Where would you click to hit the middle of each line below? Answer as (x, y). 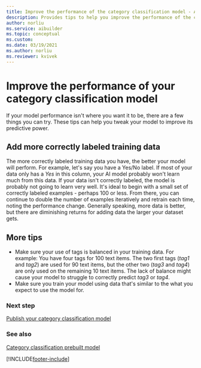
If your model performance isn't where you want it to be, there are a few (95, 115)
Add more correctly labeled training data (83, 147)
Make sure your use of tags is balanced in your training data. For (95, 252)
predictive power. (28, 128)
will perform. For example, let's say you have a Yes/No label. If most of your (99, 168)
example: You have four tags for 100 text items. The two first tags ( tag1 (102, 258)
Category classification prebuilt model (53, 347)
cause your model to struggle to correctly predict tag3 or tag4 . (92, 277)
